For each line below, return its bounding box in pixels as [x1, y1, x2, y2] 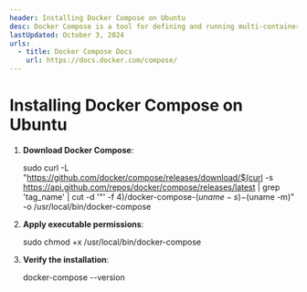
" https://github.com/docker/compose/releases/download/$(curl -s [22, 172, 274, 182]
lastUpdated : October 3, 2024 [9, 30, 125, 39]
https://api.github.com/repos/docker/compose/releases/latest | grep [22, 182, 281, 193]
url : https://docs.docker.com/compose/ [26, 56, 178, 65]
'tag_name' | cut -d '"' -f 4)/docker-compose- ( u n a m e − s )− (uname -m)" [22, 191, 295, 202]
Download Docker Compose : [22, 144, 134, 155]
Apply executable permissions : [22, 218, 144, 229]
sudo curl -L [22, 162, 69, 173]
